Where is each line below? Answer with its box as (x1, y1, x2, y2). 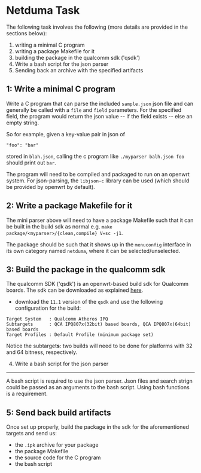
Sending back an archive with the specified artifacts (14, 66, 144, 74)
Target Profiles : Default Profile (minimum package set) (6, 332, 154, 338)
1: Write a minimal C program (6, 84, 115, 94)
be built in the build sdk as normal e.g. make (6, 222, 112, 230)
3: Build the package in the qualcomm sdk (6, 264, 166, 274)
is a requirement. (6, 390, 48, 398)
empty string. (6, 119, 39, 126)
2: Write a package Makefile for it (6, 201, 133, 211)
